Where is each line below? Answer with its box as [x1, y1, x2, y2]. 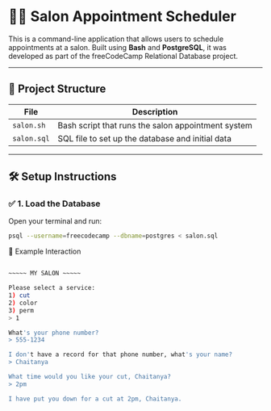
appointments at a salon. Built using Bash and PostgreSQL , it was [8, 42, 227, 52]
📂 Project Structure [8, 82, 106, 96]
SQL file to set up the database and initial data [57, 132, 232, 144]
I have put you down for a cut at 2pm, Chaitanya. [8, 395, 182, 403]
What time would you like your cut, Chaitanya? [8, 373, 172, 381]
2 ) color [8, 299, 38, 307]
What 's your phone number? [8, 329, 99, 337]
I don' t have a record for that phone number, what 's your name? [8, 350, 232, 359]
